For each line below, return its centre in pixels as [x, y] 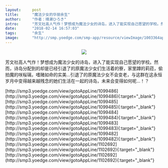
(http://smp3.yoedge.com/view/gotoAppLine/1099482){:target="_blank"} [80, 139]
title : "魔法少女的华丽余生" [38, 15]
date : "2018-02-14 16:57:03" [42, 29]
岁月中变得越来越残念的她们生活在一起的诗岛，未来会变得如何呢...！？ [77, 81]
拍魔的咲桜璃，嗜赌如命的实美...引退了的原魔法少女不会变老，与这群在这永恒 [84, 74]
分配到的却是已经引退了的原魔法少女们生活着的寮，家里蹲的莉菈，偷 [92, 68]
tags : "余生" [25, 33]
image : [12, 38]
